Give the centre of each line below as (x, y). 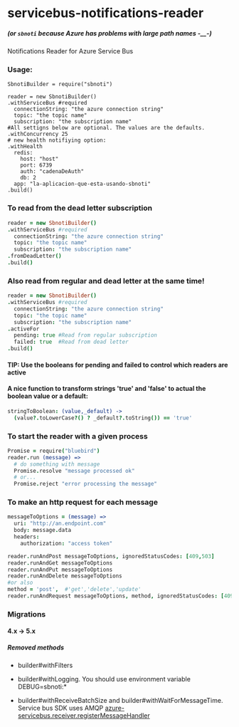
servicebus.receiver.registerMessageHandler (84, 716)
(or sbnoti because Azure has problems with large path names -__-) (110, 33)
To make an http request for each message (83, 502)
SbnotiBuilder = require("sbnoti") (60, 84)
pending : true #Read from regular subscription (86, 335)
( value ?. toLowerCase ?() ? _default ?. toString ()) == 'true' (103, 418)
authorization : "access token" (67, 543)
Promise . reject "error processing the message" (86, 484)
